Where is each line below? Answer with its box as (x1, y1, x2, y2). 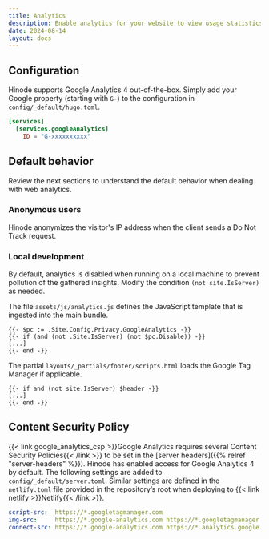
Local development (8, 251, 85, 262)
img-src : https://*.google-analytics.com (8, 516, 163, 524)
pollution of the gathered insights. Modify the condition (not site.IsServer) (8, 278, 260, 288)
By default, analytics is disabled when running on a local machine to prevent (8, 269, 260, 279)
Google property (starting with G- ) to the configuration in (8, 94, 195, 103)
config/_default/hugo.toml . (8, 102, 101, 112)
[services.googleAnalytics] (15, 125, 110, 133)
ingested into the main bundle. (8, 310, 109, 320)
